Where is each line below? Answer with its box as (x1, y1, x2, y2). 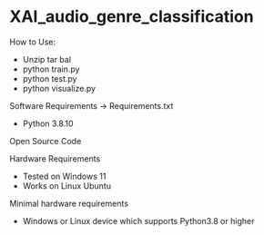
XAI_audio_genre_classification (9, 6, 254, 27)
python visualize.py (22, 83, 96, 93)
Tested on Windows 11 (22, 171, 107, 181)
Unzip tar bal (22, 54, 71, 64)
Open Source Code (9, 135, 82, 146)
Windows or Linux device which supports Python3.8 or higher (22, 215, 255, 226)
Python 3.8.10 (22, 118, 75, 129)
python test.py (22, 73, 77, 83)
